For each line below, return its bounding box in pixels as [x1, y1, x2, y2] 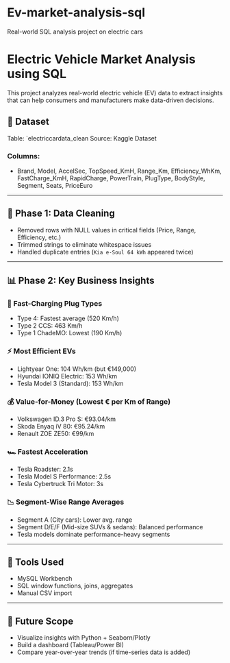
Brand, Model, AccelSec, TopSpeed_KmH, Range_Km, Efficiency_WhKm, [16, 167, 222, 175]
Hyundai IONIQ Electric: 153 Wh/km [16, 372, 118, 380]
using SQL [7, 67, 67, 82]
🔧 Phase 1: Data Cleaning [7, 208, 115, 219]
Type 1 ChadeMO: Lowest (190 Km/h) [16, 329, 123, 337]
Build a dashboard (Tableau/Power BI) [16, 641, 125, 649]
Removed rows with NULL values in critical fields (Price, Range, [16, 226, 196, 234]
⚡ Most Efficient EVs [7, 346, 77, 356]
